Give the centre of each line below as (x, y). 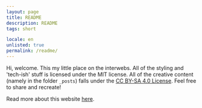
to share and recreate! (34, 87)
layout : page (23, 12)
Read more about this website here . (50, 99)
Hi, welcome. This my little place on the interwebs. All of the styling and (95, 68)
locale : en (20, 40)
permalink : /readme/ (32, 51)
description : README (32, 23)
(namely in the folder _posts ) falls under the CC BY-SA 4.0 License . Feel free (101, 81)
